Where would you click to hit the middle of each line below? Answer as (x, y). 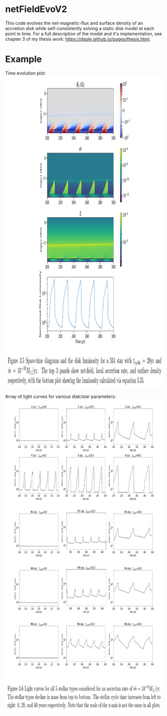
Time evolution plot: (25, 73)
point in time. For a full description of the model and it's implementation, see (84, 34)
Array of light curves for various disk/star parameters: (60, 396)
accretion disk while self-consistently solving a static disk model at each (80, 28)
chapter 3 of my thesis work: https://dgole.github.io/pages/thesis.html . (78, 39)
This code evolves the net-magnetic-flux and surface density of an (74, 23)
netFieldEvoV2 (36, 9)
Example (23, 59)
